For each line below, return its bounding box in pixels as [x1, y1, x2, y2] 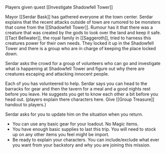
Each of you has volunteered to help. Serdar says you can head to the [5, 80, 148, 86]
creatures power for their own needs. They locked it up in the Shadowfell [5, 40, 154, 46]
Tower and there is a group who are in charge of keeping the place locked [5, 46, 156, 51]
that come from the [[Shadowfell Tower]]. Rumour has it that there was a [5, 24, 153, 30]
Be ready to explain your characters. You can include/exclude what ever [12, 137, 160, 143]
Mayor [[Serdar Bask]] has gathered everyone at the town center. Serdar [5, 14, 153, 19]
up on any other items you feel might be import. [12, 132, 110, 137]
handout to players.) [5, 102, 47, 107]
